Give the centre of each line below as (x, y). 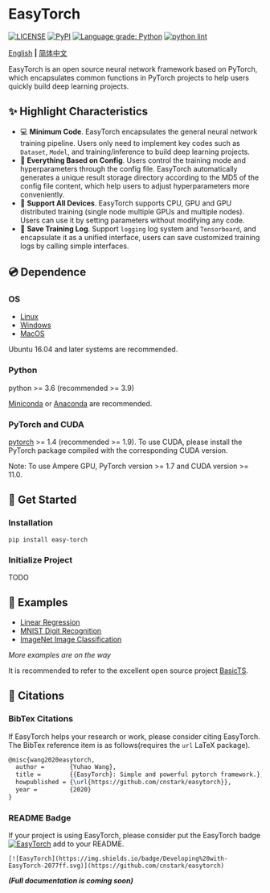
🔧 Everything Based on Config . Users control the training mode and (133, 160)
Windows (35, 325)
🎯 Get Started (43, 500)
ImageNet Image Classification (71, 639)
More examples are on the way (59, 654)
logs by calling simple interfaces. (74, 246)
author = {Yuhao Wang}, (66, 767)
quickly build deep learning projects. (69, 86)
